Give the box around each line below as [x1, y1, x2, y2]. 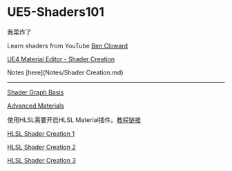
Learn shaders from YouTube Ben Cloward [7, 41, 128, 50]
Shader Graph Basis [7, 88, 64, 97]
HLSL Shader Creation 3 [7, 156, 76, 164]
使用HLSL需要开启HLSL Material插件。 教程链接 [7, 115, 142, 124]
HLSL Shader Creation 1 [7, 129, 75, 138]
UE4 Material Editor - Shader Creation [7, 54, 115, 63]
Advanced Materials [7, 101, 64, 110]
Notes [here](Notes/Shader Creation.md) [7, 68, 124, 77]
